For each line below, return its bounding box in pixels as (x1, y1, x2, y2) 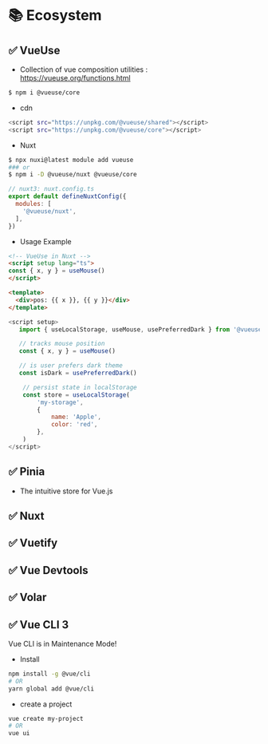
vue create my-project (8, 714, 84, 722)
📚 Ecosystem (8, 6, 102, 25)
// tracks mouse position (18, 340, 105, 348)
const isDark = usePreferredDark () (18, 369, 137, 377)
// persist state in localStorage (22, 383, 137, 391)
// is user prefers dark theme (18, 362, 124, 370)
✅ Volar (8, 591, 47, 604)
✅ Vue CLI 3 (8, 618, 69, 631)
